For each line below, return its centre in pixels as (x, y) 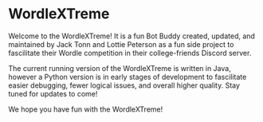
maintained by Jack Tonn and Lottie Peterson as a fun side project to (121, 44)
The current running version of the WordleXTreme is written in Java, (120, 68)
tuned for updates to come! (53, 93)
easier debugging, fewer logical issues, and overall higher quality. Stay (124, 85)
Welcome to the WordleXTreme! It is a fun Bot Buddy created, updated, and (131, 36)
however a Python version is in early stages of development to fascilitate (128, 77)
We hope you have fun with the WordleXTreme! (86, 109)
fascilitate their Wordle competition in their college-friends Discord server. (130, 53)
